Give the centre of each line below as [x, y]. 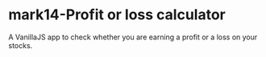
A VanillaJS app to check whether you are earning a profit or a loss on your [133, 37]
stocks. [21, 45]
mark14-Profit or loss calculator [117, 15]
